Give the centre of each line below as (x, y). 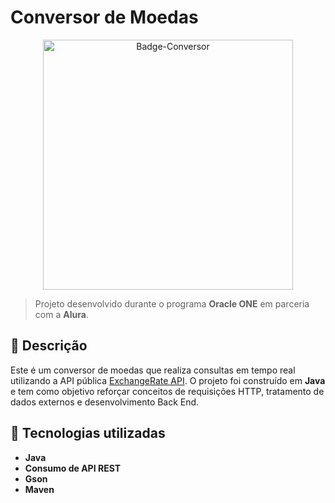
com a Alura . (61, 314)
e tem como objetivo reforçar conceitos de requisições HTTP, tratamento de (167, 391)
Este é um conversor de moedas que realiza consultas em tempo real (153, 370)
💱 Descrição (49, 346)
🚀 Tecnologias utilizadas (88, 433)
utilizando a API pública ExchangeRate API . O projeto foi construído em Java (168, 380)
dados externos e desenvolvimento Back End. (105, 402)
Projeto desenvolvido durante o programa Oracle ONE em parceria (172, 303)
